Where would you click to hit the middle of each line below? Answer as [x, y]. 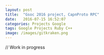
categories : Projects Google [35, 24]
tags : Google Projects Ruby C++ [39, 28]
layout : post [19, 10]
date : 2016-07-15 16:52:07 [35, 19]
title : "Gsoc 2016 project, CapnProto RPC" [52, 14]
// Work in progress [25, 47]
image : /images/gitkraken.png [37, 33]
